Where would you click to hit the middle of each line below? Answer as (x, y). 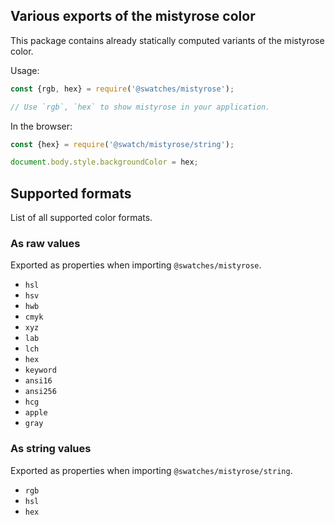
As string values (51, 449)
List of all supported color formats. (81, 218)
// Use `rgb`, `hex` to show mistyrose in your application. (140, 107)
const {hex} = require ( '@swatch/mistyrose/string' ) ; (122, 144)
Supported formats (71, 193)
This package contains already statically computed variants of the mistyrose (167, 40)
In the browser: (41, 126)
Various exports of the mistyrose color (133, 16)
